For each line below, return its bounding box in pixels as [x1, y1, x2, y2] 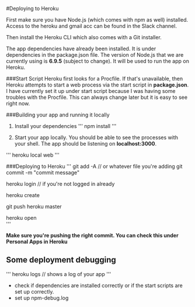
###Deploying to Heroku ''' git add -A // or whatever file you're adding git [6, 163, 183, 170]
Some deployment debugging [6, 255, 117, 265]
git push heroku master [6, 203, 62, 210]
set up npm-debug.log [14, 294, 69, 301]
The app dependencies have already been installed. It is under [6, 45, 156, 52]
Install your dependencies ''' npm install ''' [14, 123, 117, 129]
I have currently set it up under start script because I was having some [6, 88, 176, 94]
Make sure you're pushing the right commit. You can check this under [6, 232, 179, 239]
